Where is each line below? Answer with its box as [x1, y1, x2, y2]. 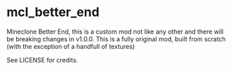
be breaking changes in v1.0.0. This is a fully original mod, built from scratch [6, 34, 227, 43]
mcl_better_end [6, 4, 99, 20]
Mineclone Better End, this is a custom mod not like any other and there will [6, 27, 224, 36]
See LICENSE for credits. [6, 55, 78, 64]
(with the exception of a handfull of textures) [6, 42, 135, 50]
